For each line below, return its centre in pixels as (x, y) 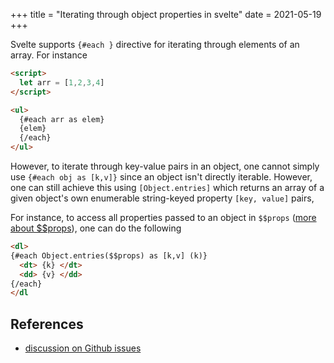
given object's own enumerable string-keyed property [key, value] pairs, (162, 198)
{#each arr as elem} (62, 119)
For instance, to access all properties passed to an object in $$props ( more (163, 217)
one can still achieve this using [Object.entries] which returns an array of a (167, 187)
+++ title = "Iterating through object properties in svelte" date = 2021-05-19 (166, 14)
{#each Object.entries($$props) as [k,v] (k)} (109, 255)
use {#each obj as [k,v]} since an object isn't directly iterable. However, (161, 177)
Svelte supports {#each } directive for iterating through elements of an (155, 44)
